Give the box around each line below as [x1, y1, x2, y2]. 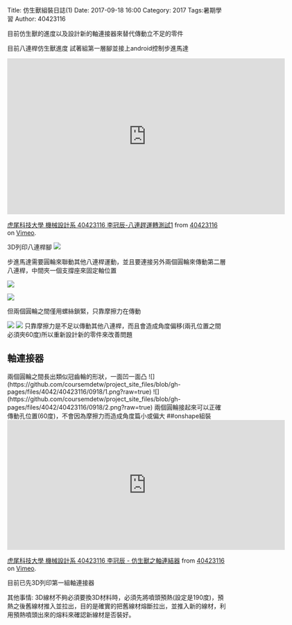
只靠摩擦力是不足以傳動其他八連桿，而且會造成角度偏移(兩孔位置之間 [24, 322, 221, 330]
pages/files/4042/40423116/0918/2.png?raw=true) [7, 403, 153, 411]
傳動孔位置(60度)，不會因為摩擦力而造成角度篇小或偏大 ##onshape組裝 [7, 412, 212, 420]
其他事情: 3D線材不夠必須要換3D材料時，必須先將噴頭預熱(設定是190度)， [7, 593, 218, 601]
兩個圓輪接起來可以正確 [154, 403, 222, 411]
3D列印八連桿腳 [7, 243, 52, 251]
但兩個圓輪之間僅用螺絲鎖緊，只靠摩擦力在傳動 [7, 307, 141, 315]
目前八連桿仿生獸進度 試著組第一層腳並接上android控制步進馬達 [7, 44, 189, 52]
